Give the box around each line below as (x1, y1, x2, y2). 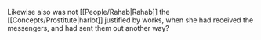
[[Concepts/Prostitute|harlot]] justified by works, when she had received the (7, 15, 254, 25)
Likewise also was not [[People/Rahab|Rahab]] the (7, 8, 170, 16)
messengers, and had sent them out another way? (7, 24, 169, 32)
